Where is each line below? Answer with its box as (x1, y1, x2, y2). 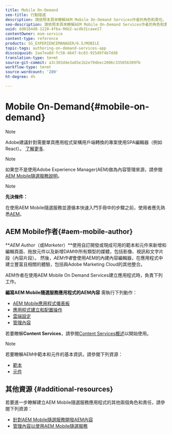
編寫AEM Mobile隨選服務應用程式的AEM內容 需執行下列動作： (5, 289, 137, 295)
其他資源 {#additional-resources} (5, 385, 114, 394)
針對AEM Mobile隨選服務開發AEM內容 (12, 417, 93, 423)
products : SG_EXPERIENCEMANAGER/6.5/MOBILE (5, 41, 100, 46)
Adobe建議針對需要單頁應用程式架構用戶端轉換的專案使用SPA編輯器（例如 (5, 139, 162, 145)
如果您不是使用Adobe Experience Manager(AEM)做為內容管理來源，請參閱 (5, 166, 163, 172)
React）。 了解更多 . (5, 146, 45, 152)
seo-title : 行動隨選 (5, 12, 46, 17)
